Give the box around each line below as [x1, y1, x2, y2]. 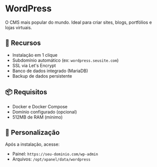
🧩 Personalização [5, 128, 60, 136]
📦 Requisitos [5, 88, 47, 96]
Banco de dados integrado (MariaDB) [12, 68, 88, 74]
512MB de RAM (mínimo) [12, 114, 63, 120]
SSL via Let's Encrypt [12, 62, 56, 68]
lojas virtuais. [5, 24, 32, 30]
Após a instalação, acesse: [5, 141, 60, 147]
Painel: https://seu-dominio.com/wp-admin [12, 151, 98, 157]
